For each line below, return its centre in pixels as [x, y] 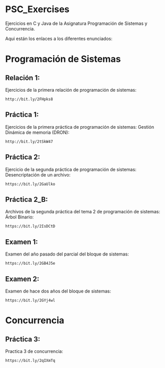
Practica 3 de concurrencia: [34, 351]
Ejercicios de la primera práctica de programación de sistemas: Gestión [80, 127]
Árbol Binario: [19, 217]
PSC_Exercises [37, 9]
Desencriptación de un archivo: [38, 175]
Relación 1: [23, 78]
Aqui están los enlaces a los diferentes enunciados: [59, 39]
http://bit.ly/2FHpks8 [29, 99]
